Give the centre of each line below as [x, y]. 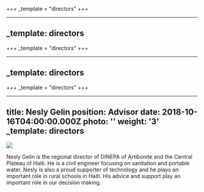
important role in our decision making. [54, 183]
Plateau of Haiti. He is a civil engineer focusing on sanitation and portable [98, 164]
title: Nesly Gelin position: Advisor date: [83, 112]
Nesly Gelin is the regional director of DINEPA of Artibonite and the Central [99, 157]
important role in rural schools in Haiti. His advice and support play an [93, 176]
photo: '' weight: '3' [121, 121]
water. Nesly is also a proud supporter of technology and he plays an [93, 170]
